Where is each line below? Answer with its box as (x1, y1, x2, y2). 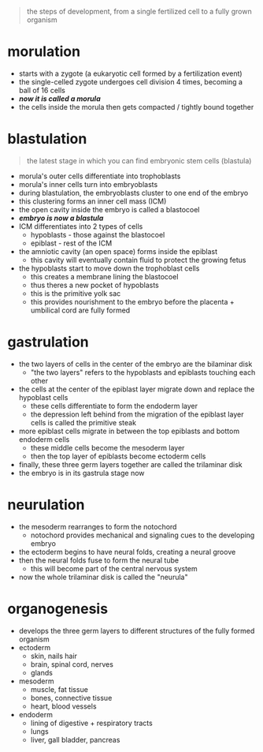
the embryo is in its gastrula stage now (18, 468, 145, 477)
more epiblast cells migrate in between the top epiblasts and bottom (18, 426, 240, 436)
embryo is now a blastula (18, 213, 104, 223)
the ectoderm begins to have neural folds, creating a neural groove (18, 547, 236, 556)
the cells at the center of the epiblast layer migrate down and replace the (18, 384, 255, 394)
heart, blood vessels (30, 701, 97, 711)
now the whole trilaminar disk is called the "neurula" (18, 572, 188, 582)
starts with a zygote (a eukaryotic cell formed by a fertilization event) (18, 69, 243, 78)
